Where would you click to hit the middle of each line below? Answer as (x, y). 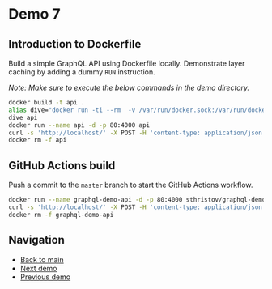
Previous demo (45, 277)
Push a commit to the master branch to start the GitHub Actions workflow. (131, 185)
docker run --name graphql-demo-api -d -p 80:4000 (96, 200)
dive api (23, 117)
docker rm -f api (38, 140)
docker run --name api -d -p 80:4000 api (79, 125)
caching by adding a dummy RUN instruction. (82, 72)
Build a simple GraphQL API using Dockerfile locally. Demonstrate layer (127, 63)
